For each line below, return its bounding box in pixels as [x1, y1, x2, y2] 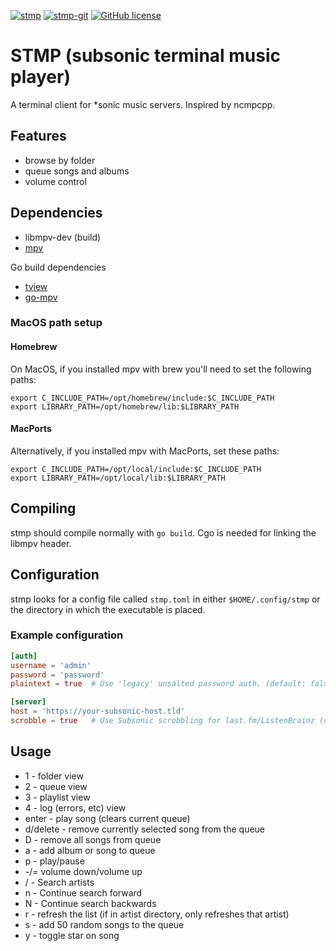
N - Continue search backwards [24, 897, 157, 909]
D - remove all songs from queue [24, 833, 162, 845]
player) [10, 66, 72, 89]
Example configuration [10, 628, 124, 642]
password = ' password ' [10, 670, 105, 680]
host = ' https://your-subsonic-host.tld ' [10, 706, 186, 717]
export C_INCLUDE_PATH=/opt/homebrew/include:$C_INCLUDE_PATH [10, 393, 275, 403]
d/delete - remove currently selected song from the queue [24, 823, 266, 835]
